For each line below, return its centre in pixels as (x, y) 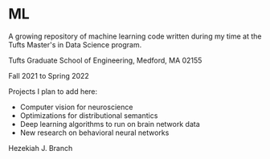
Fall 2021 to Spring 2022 (49, 75)
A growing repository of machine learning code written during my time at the (135, 36)
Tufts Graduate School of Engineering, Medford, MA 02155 (105, 60)
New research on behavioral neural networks (94, 132)
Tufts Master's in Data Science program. (75, 44)
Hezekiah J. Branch (41, 148)
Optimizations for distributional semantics (89, 115)
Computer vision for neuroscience (76, 107)
